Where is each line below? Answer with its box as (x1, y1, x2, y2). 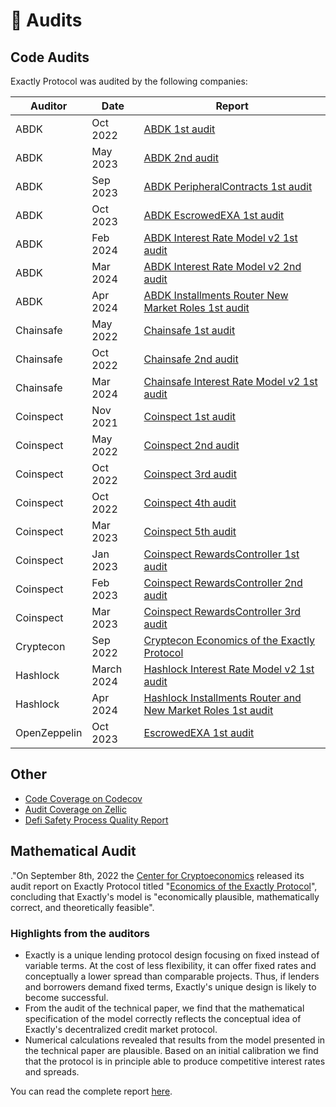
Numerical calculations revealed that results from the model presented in (24, 1034, 326, 1046)
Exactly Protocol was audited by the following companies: (10, 75, 248, 87)
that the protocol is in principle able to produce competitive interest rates (24, 1055, 326, 1067)
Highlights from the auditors (10, 926, 151, 940)
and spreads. (24, 1065, 80, 1078)
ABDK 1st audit (143, 122, 216, 136)
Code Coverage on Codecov (24, 792, 143, 804)
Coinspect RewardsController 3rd (143, 605, 302, 618)
